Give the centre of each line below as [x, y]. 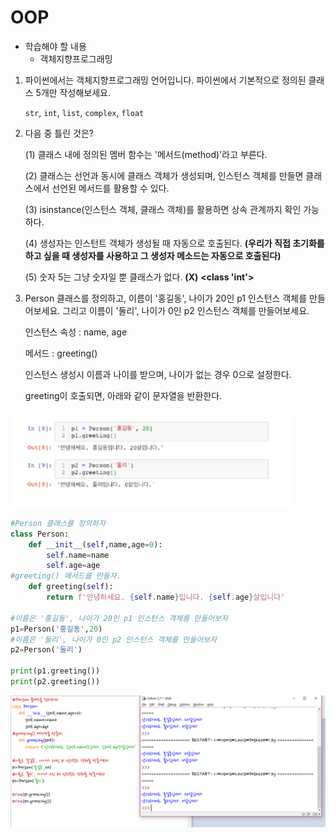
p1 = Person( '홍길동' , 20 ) [56, 629]
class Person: [40, 534]
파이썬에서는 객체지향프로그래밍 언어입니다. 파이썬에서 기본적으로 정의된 [165, 80]
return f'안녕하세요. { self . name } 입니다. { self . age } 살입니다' [166, 597]
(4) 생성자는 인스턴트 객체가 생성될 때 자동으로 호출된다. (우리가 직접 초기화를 [174, 243]
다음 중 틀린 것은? [59, 133]
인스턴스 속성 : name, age [76, 332]
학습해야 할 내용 [55, 46]
